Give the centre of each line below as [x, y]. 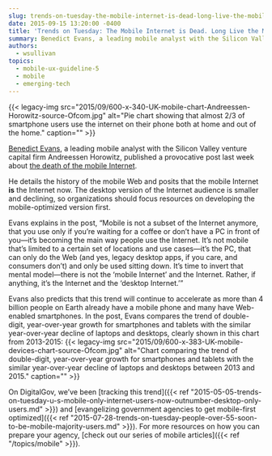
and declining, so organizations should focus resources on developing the [132, 198]
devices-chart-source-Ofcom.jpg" [66, 350]
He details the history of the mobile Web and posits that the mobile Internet [134, 181]
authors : [23, 46]
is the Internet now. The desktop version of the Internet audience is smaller [134, 190]
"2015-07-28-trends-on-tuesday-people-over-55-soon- [164, 417]
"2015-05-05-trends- [226, 392]
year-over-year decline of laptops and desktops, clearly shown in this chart [134, 333]
